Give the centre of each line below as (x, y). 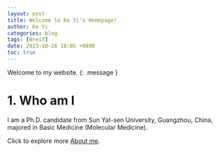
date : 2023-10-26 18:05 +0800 (51, 46)
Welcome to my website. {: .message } (63, 72)
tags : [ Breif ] (28, 40)
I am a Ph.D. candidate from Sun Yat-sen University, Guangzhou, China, (110, 120)
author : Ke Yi (28, 26)
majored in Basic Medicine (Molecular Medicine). (78, 127)
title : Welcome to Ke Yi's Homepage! (62, 20)
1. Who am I (41, 101)
